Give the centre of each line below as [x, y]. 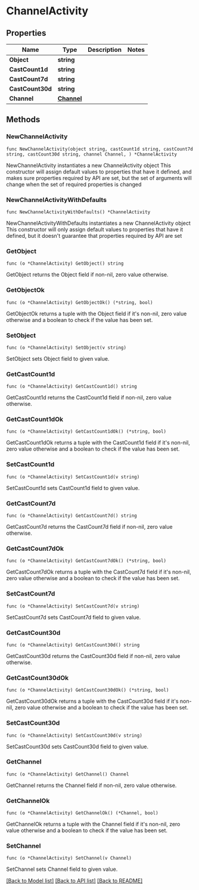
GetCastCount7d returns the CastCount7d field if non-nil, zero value [89, 527]
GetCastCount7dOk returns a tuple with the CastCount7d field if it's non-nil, [99, 572]
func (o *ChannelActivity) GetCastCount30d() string [73, 645]
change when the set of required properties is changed [74, 184]
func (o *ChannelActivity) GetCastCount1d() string [71, 387]
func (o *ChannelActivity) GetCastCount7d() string [71, 516]
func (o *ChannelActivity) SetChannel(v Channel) [69, 858]
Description [105, 50]
